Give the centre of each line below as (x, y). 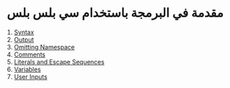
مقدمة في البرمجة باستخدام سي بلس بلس (115, 13)
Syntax (24, 32)
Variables (27, 69)
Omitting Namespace (44, 47)
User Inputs (30, 76)
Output (24, 39)
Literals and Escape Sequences (59, 61)
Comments (30, 54)
